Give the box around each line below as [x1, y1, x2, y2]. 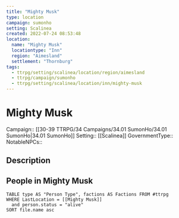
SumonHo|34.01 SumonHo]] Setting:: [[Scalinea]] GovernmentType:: [6, 132, 174, 139]
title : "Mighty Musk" [6, 8, 60, 15]
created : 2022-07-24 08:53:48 [6, 31, 81, 37]
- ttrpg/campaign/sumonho [11, 75, 76, 81]
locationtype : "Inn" [11, 48, 62, 53]
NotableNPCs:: [6, 138, 43, 146]
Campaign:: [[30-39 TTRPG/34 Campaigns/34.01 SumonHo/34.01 [6, 125, 167, 132]
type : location [6, 14, 44, 20]
